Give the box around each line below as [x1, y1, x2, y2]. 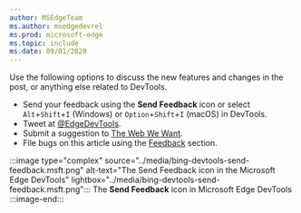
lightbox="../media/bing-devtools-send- [71, 174, 220, 186]
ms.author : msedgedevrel [9, 22, 103, 31]
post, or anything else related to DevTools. [9, 82, 168, 92]
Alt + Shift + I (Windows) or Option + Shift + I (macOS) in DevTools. [22, 109, 267, 120]
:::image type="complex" [9, 155, 102, 166]
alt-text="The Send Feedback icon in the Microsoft [85, 165, 276, 176]
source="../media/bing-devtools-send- [103, 155, 250, 166]
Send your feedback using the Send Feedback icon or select [22, 99, 251, 110]
